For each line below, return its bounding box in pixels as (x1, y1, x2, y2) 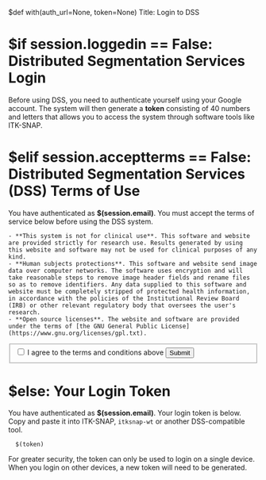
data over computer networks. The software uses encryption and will (8, 267, 244, 275)
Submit (169, 348, 191, 357)
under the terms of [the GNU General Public (8, 322, 158, 330)
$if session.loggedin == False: (8, 36, 213, 53)
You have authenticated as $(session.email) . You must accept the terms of (8, 208, 255, 217)
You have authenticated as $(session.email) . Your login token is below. (8, 409, 242, 418)
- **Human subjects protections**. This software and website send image (8, 259, 258, 267)
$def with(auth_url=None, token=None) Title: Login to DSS (8, 8, 200, 17)
